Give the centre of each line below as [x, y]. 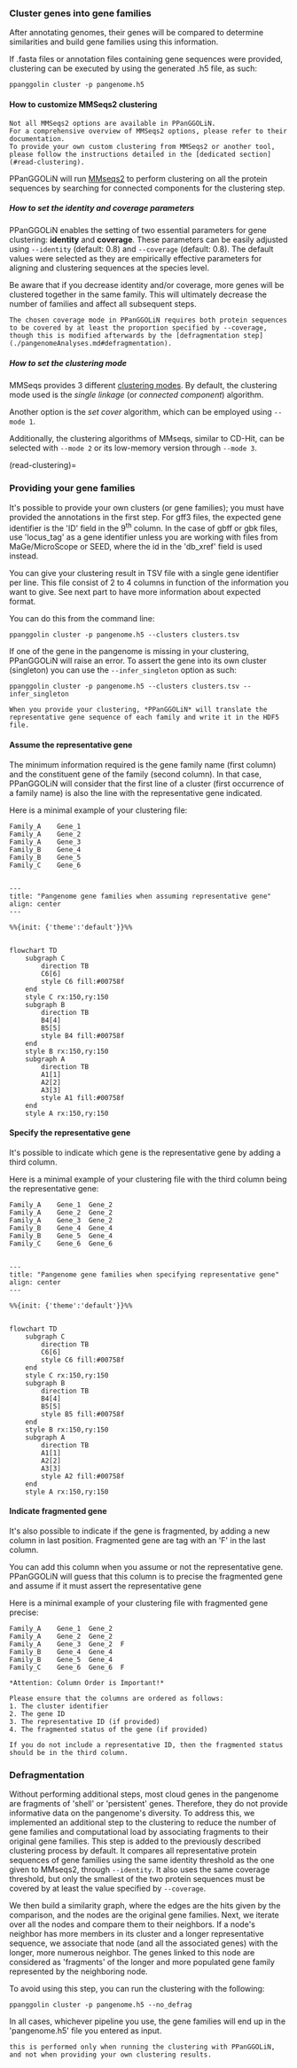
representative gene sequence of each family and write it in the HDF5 [144, 718]
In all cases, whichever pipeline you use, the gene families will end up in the [148, 2021]
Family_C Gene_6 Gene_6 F [67, 1667]
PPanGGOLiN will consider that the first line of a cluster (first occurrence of [147, 784]
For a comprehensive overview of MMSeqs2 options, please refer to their [148, 131]
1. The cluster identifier [59, 1706]
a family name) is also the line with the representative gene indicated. [136, 792]
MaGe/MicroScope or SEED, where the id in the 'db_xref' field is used [136, 547]
